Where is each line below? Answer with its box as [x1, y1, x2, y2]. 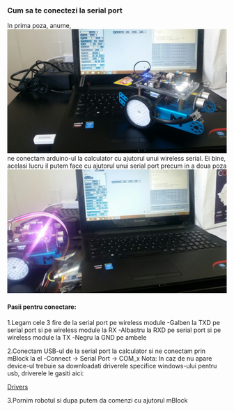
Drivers [7, 382, 29, 391]
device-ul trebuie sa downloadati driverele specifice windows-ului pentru [7, 361, 217, 370]
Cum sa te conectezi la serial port [7, 6, 123, 15]
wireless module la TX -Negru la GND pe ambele [7, 333, 147, 341]
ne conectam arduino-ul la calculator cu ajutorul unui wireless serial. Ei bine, [7, 154, 226, 162]
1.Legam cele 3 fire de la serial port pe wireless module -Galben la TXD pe [7, 318, 221, 326]
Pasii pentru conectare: [7, 303, 77, 311]
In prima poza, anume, [7, 22, 72, 30]
